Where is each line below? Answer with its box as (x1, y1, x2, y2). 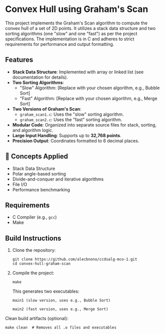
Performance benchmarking (12, 186, 71, 192)
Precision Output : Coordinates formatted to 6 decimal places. (12, 138, 140, 144)
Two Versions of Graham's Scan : (12, 106, 82, 112)
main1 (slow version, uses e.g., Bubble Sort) (12, 298, 111, 303)
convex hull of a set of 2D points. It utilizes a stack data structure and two (5, 25, 156, 31)
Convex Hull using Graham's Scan (5, 3, 149, 15)
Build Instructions (5, 234, 62, 242)
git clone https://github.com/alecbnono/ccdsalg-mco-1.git (12, 257, 138, 262)
